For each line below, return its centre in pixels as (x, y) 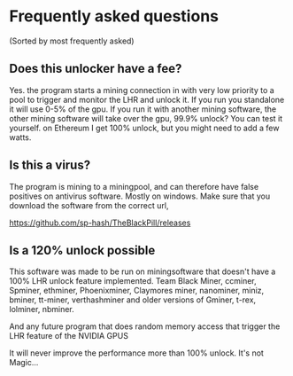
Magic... (24, 363)
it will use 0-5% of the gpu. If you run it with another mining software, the (143, 109)
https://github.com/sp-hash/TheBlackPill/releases (100, 223)
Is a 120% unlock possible (82, 250)
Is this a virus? (50, 165)
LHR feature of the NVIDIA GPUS (69, 336)
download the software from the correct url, (89, 205)
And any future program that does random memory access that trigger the (145, 326)
